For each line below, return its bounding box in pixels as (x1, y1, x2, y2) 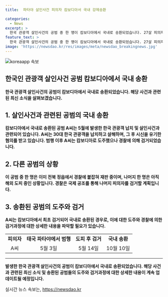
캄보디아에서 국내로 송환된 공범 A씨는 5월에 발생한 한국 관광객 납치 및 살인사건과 (5, 125, 160, 131)
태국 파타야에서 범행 (26, 236, 71, 242)
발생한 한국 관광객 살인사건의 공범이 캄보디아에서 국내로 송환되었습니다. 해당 (5, 263, 152, 269)
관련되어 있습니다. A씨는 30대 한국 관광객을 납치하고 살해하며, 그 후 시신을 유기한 (5, 131, 161, 137)
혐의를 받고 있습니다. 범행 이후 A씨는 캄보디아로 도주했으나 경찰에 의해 (5, 138, 140, 144)
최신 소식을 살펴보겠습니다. (10, 95, 62, 101)
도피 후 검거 (75, 236, 101, 242)
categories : (5, 16, 30, 21)
